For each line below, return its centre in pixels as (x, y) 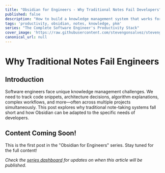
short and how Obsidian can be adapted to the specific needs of (70, 112)
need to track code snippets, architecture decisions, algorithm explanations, (82, 97)
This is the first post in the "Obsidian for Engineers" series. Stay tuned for (79, 145)
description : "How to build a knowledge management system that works (79, 19)
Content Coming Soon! (41, 133)
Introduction (25, 80)
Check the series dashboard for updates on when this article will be (74, 160)
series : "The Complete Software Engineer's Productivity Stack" (72, 28)
